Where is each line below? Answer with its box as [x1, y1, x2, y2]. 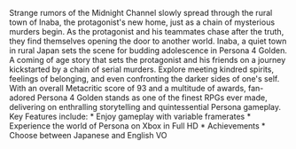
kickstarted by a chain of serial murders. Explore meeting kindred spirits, [9, 64, 275, 74]
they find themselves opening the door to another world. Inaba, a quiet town [9, 35, 287, 46]
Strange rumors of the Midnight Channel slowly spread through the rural [9, 8, 273, 18]
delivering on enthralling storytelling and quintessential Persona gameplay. [9, 102, 282, 112]
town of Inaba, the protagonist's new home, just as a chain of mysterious [9, 17, 276, 27]
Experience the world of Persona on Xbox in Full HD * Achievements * [9, 121, 266, 131]
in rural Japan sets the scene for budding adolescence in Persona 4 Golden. [9, 45, 288, 56]
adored [9, 92, 35, 103]
